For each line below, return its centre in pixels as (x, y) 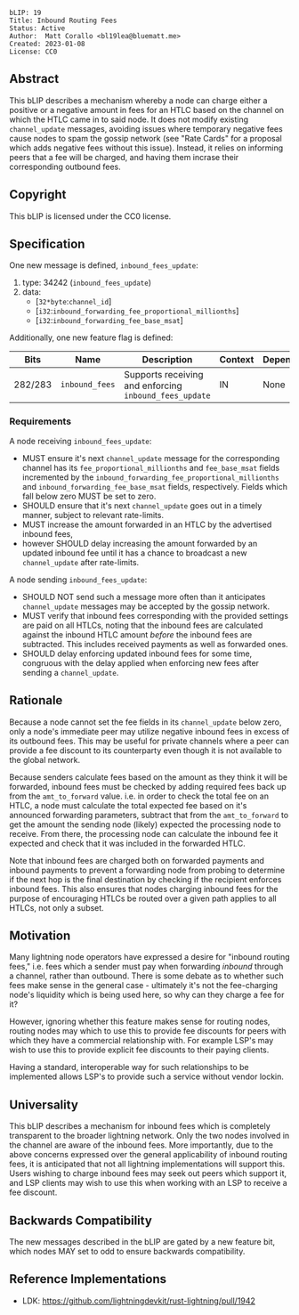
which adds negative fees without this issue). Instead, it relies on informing (146, 148)
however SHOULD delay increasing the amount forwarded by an (140, 543)
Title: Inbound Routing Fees (63, 20)
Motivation (40, 935)
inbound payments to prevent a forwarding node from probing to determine (147, 870)
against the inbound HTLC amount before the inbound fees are (137, 634)
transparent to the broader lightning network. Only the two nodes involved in (149, 1136)
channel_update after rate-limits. (81, 562)
